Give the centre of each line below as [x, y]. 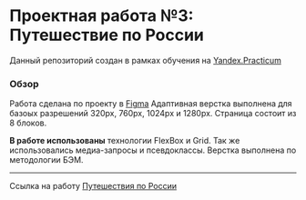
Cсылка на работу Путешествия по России [93, 186]
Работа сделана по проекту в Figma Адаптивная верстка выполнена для [151, 104]
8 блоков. [28, 123]
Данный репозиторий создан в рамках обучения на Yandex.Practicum [146, 60]
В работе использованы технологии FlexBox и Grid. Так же [125, 141]
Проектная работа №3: [102, 16]
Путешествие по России [107, 35]
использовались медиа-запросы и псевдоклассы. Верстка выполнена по [153, 150]
